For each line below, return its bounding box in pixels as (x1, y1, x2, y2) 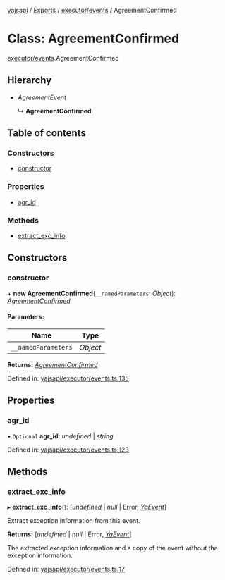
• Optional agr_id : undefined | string (7, 431, 114, 440)
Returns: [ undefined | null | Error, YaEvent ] (7, 530, 132, 538)
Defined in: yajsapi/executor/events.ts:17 (7, 565, 126, 574)
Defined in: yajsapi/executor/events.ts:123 (7, 445, 129, 454)
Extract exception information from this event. (7, 517, 140, 525)
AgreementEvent (17, 93, 67, 101)
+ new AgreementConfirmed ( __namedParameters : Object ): (7, 289, 176, 297)
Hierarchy (7, 74, 52, 87)
